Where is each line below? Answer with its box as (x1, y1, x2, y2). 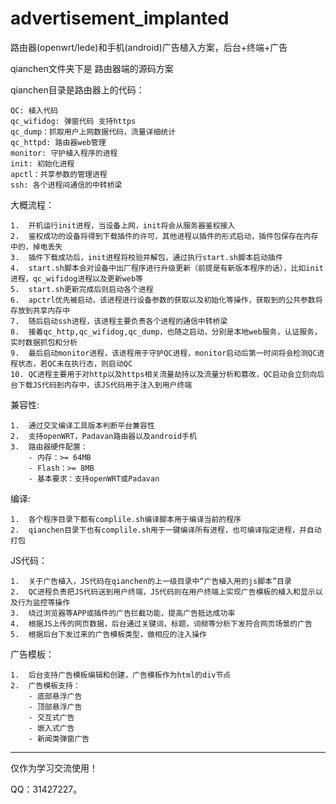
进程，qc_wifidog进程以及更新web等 (10, 273, 143, 284)
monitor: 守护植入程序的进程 (10, 148, 118, 158)
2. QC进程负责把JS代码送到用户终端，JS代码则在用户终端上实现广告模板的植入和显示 (10, 587, 316, 597)
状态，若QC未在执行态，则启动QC (17, 358, 133, 369)
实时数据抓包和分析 (10, 337, 78, 347)
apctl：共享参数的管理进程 (10, 169, 108, 179)
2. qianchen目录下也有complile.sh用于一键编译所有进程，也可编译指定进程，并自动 (10, 525, 322, 535)
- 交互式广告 (28, 712, 75, 722)
